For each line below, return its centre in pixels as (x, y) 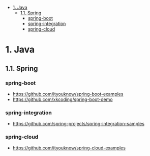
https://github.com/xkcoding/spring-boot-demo (63, 99)
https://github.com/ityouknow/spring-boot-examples (68, 94)
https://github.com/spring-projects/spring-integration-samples (79, 124)
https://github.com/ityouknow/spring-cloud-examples (69, 148)
